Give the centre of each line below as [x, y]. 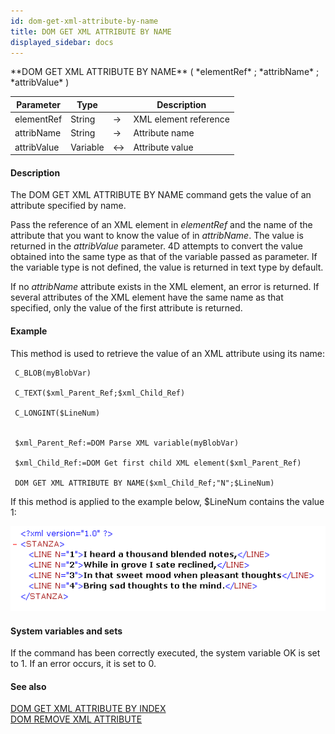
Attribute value [163, 147]
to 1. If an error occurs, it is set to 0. [83, 664]
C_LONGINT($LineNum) [57, 413]
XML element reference [181, 119]
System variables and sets [66, 631]
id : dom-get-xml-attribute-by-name [84, 21]
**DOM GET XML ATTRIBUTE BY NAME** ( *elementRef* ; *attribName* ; [165, 72]
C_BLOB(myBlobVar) [53, 373]
